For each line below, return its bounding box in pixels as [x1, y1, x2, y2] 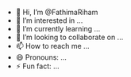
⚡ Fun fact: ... [15, 61, 60, 71]
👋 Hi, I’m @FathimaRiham [15, 8, 98, 16]
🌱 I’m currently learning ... [15, 24, 101, 33]
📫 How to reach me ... [15, 42, 90, 50]
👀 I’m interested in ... [15, 16, 83, 25]
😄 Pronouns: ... [15, 53, 67, 62]
